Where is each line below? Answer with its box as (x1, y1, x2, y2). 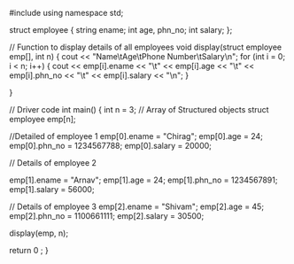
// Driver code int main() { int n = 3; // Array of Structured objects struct (9, 105, 269, 114)
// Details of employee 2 (9, 158, 97, 167)
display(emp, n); (9, 228, 69, 238)
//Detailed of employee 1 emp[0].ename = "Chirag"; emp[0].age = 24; (9, 131, 263, 141)
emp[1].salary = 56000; (9, 184, 95, 194)
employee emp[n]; (9, 114, 77, 124)
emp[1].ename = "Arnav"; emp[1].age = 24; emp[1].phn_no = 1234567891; (9, 175, 278, 185)
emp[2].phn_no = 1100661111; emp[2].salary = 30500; (9, 211, 205, 221)
